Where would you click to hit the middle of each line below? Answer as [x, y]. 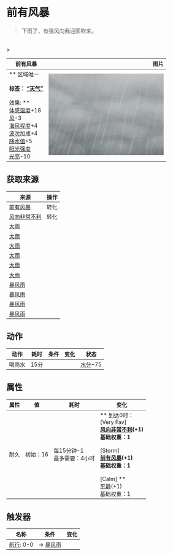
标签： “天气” [26, 88]
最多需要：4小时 [74, 458]
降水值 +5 [21, 141]
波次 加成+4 [23, 133]
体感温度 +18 [25, 110]
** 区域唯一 [24, 74]
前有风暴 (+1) [117, 458]
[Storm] [110, 450]
